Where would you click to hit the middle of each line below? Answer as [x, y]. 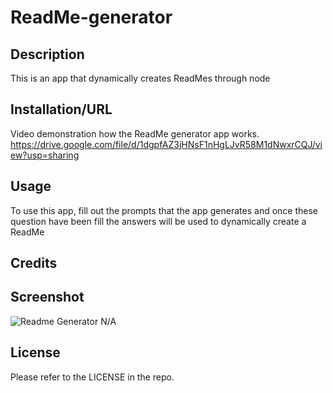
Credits [34, 263]
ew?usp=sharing [45, 155]
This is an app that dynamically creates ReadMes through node [140, 78]
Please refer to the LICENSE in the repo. [92, 377]
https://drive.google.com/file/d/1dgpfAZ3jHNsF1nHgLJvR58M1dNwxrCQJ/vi [166, 144]
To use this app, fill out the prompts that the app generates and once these [164, 210]
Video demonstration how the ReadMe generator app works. [135, 133]
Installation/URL [61, 109]
